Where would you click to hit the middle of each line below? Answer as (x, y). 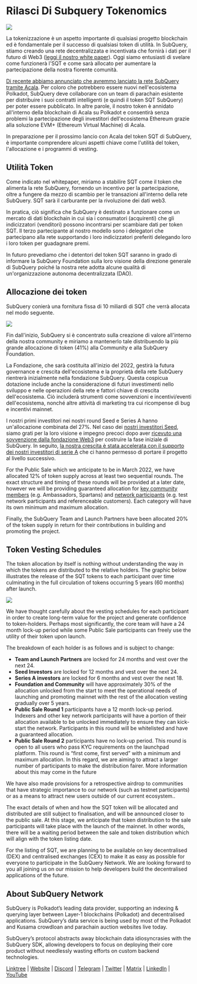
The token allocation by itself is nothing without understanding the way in (95, 564)
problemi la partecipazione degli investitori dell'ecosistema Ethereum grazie (98, 119)
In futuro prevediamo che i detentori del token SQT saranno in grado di (92, 254)
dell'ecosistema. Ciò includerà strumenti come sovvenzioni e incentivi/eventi (99, 396)
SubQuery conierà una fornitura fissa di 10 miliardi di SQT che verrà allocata (98, 306)
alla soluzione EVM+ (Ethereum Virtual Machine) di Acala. (76, 124)
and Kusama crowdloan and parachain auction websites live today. (87, 927)
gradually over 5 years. (42, 703)
